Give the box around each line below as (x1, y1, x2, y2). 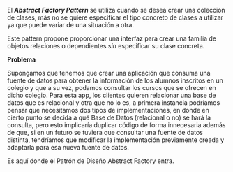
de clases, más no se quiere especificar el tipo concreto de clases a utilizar (7, 13, 223, 22)
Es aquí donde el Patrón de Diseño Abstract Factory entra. (7, 157, 174, 165)
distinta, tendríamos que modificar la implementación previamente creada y (7, 136, 225, 144)
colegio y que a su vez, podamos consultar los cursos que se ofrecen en (7, 84, 216, 92)
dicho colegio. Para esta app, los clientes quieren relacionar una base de (7, 91, 216, 99)
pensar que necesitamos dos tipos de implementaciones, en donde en (7, 106, 209, 114)
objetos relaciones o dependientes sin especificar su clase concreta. (7, 42, 205, 50)
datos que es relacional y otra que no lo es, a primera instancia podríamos (7, 99, 220, 107)
